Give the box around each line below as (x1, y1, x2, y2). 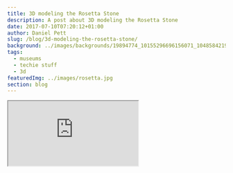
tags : (7, 49, 23, 56)
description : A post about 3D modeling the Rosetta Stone (7, 17, 178, 24)
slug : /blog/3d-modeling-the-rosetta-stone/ (7, 36, 138, 43)
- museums (13, 55, 42, 62)
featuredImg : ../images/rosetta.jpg (7, 74, 113, 82)
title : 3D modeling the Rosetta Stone (7, 10, 119, 17)
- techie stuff (13, 62, 58, 69)
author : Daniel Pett (7, 29, 67, 37)
